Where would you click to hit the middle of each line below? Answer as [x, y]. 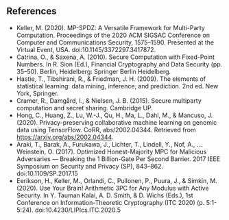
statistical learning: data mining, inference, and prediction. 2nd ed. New [117, 86]
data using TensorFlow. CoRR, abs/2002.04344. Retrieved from [106, 130]
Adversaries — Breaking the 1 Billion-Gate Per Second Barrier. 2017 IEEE [118, 159]
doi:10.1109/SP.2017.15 [47, 173]
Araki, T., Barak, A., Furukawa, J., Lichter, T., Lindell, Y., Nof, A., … [109, 144]
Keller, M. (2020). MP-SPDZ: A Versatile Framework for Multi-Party [110, 27]
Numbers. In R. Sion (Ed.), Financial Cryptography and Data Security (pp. [119, 64]
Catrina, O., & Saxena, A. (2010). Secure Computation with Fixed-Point [116, 57]
